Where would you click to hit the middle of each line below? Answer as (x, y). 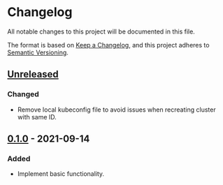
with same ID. (37, 117)
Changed (23, 94)
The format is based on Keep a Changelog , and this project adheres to (108, 45)
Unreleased (33, 74)
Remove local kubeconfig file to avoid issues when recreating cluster (116, 110)
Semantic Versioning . (38, 52)
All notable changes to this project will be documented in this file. (101, 31)
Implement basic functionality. (61, 174)
